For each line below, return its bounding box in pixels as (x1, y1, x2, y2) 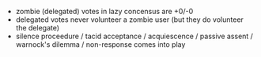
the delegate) (15, 23, 60, 32)
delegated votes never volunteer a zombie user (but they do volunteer (15, 15, 244, 24)
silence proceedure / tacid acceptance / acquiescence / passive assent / (15, 31, 253, 41)
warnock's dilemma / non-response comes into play (15, 40, 186, 49)
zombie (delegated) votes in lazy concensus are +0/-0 (15, 7, 194, 16)
